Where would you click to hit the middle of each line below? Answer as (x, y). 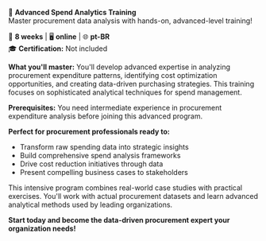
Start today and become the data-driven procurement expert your (119, 220)
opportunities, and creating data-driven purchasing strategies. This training (131, 84)
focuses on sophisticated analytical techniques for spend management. (125, 92)
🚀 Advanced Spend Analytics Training (72, 12)
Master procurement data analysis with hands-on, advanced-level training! (130, 21)
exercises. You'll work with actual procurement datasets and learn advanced (133, 196)
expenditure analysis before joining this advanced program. (106, 116)
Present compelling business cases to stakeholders (104, 172)
